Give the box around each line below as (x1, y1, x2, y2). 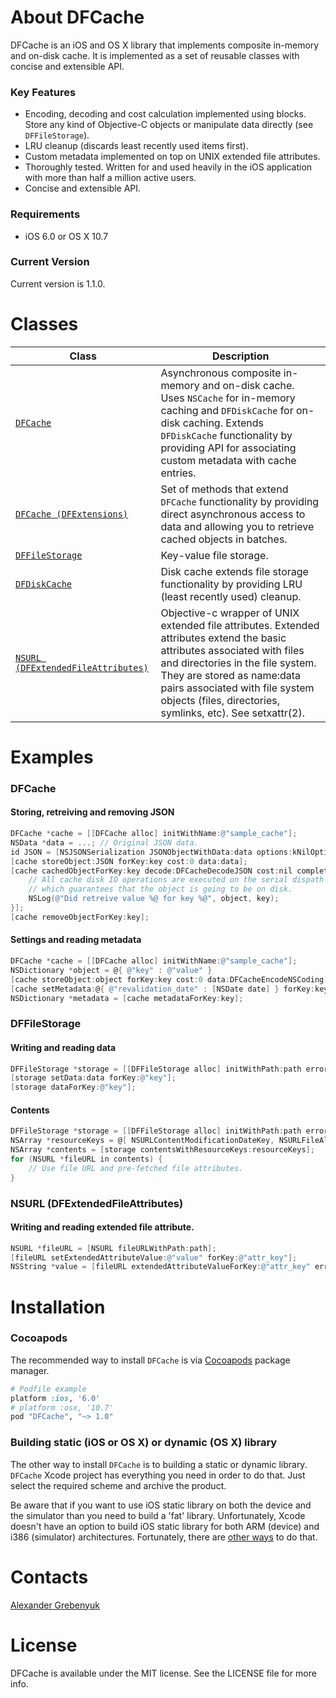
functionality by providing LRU (160, 577, 303, 591)
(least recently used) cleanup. (160, 589, 302, 603)
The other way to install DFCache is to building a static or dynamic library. (10, 1458, 308, 1470)
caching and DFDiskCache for (160, 403, 294, 417)
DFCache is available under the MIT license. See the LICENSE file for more (10, 1667, 317, 1679)
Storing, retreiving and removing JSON (10, 806, 175, 818)
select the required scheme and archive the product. (10, 1479, 227, 1491)
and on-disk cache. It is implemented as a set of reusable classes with (10, 49, 300, 61)
